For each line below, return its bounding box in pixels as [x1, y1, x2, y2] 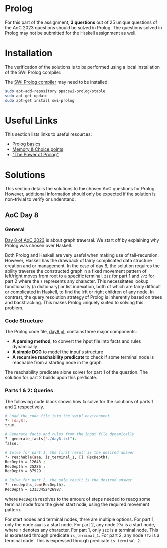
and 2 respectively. [5, 404, 44, 410]
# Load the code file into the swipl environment [5, 413, 110, 418]
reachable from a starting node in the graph [12, 360, 102, 366]
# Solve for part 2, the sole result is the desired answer [5, 478, 133, 483]
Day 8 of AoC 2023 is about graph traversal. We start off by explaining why [5, 237, 159, 243]
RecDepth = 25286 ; [5, 464, 46, 469]
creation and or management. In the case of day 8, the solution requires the [5, 263, 160, 269]
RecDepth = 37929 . [5, 469, 46, 474]
